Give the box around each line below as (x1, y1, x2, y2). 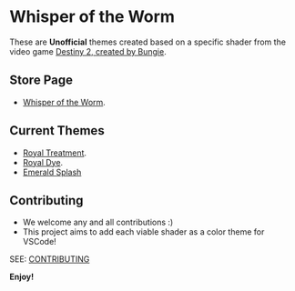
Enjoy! (9, 271, 35, 283)
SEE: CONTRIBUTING (9, 254, 90, 265)
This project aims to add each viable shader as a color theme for (22, 226, 265, 237)
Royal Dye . (22, 156, 64, 167)
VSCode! (22, 236, 56, 247)
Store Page (9, 73, 73, 88)
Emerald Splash (22, 166, 82, 177)
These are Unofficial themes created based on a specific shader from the (9, 36, 287, 47)
